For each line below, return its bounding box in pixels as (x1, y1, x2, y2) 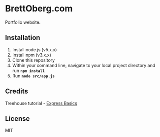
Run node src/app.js (12, 72, 55, 79)
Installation (5, 34, 40, 42)
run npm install (12, 68, 45, 73)
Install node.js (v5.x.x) (12, 46, 57, 52)
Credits (5, 87, 29, 96)
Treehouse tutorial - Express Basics (5, 100, 77, 106)
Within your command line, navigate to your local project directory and (12, 62, 156, 68)
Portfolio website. (5, 19, 41, 25)
